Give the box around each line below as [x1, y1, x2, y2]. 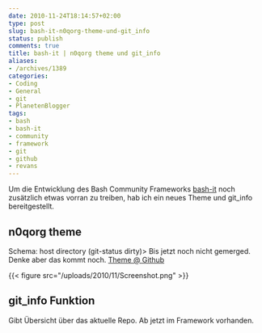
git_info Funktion [8, 294, 95, 308]
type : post [8, 19, 45, 27]
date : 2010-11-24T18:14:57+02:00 [8, 11, 121, 20]
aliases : [8, 57, 38, 65]
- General [8, 86, 42, 95]
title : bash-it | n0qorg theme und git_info [8, 49, 161, 57]
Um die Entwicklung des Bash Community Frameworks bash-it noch [8, 184, 236, 194]
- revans [8, 162, 38, 171]
